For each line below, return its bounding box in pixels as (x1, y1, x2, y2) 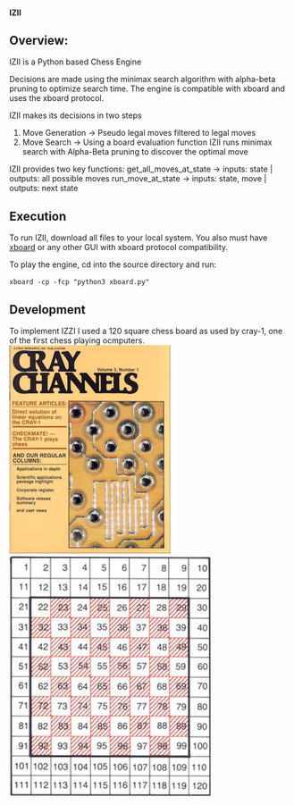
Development (9, 302, 87, 317)
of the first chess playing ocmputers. (9, 335, 145, 346)
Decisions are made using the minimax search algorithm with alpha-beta (9, 74, 276, 85)
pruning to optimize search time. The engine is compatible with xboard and (9, 83, 286, 94)
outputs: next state (9, 183, 79, 194)
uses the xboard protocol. (9, 93, 105, 104)
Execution (9, 208, 67, 223)
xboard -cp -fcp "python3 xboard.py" (9, 278, 150, 287)
